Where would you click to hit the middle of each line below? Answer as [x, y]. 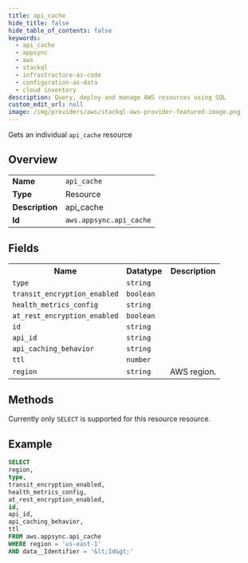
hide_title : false [39, 23]
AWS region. [193, 372]
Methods [31, 400]
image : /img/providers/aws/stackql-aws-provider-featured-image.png [124, 112]
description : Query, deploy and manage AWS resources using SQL [117, 97]
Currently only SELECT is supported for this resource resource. [110, 419]
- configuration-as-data [57, 82]
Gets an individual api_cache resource [71, 135]
